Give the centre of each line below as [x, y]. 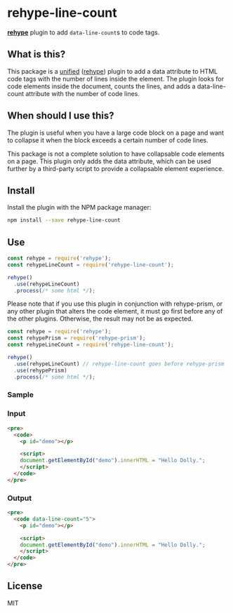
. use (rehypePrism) [41, 370]
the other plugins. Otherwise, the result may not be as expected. [100, 319]
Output [20, 498]
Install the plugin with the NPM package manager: [79, 208]
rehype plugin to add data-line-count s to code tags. [84, 32]
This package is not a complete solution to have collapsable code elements [116, 154]
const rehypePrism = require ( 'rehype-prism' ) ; [76, 338]
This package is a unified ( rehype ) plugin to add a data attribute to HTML [113, 71]
